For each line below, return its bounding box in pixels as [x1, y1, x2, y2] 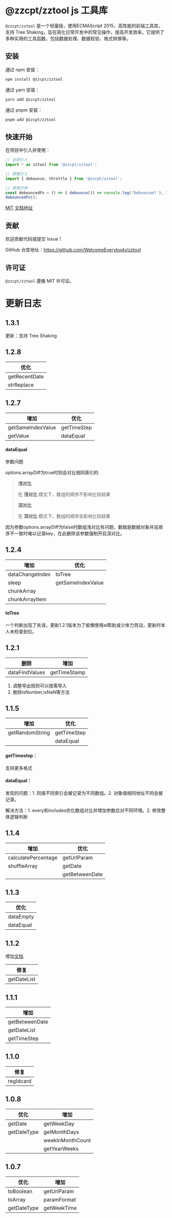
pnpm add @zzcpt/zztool [5, 117, 56, 122]
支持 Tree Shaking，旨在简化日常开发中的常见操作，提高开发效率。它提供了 [5, 29, 165, 35]
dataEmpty [8, 913, 34, 921]
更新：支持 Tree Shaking [5, 332, 57, 338]
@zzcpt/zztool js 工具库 [5, 5, 108, 16]
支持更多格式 [5, 765, 32, 771]
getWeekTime [43, 1204, 77, 1211]
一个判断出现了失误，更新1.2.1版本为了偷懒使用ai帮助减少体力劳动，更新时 [5, 622, 161, 628]
